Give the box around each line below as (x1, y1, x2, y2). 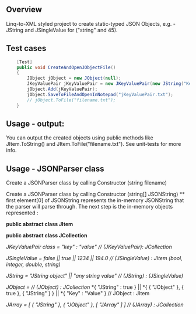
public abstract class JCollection (6, 232, 87, 239)
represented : (6, 209, 38, 216)
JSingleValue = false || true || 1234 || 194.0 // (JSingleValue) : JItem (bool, (6, 255, 183, 262)
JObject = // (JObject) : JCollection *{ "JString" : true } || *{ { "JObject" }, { (6, 284, 184, 291)
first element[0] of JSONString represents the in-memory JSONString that (6, 197, 184, 204)
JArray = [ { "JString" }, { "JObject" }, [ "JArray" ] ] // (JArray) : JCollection (6, 301, 184, 308)
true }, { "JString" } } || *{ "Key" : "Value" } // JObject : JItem (6, 290, 150, 297)
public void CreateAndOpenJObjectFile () (16, 64, 116, 70)
